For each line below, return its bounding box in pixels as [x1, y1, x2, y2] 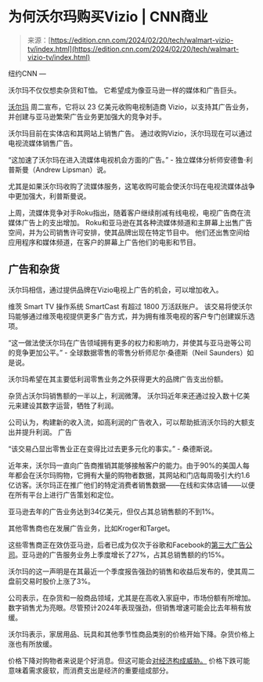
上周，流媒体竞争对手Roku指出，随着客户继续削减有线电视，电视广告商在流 [8, 208, 251, 217]
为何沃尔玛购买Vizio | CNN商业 [8, 8, 209, 26]
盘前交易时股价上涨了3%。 [8, 576, 95, 585]
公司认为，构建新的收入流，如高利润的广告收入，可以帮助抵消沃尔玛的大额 [8, 418, 248, 427]
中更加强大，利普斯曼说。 [8, 191, 91, 201]
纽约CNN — [8, 68, 47, 78]
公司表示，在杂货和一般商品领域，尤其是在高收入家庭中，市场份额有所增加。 [8, 593, 255, 602]
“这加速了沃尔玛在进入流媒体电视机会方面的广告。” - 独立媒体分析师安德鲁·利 [8, 155, 253, 164]
